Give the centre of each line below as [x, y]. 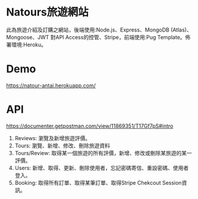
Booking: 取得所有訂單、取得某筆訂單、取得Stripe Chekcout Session [98, 182]
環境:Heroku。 [29, 45]
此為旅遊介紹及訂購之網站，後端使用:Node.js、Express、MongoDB [88, 30]
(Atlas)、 [181, 30]
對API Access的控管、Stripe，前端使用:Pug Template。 [118, 37]
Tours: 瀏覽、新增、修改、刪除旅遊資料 [62, 146]
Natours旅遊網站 [48, 12]
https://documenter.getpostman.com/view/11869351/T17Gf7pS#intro [90, 126]
